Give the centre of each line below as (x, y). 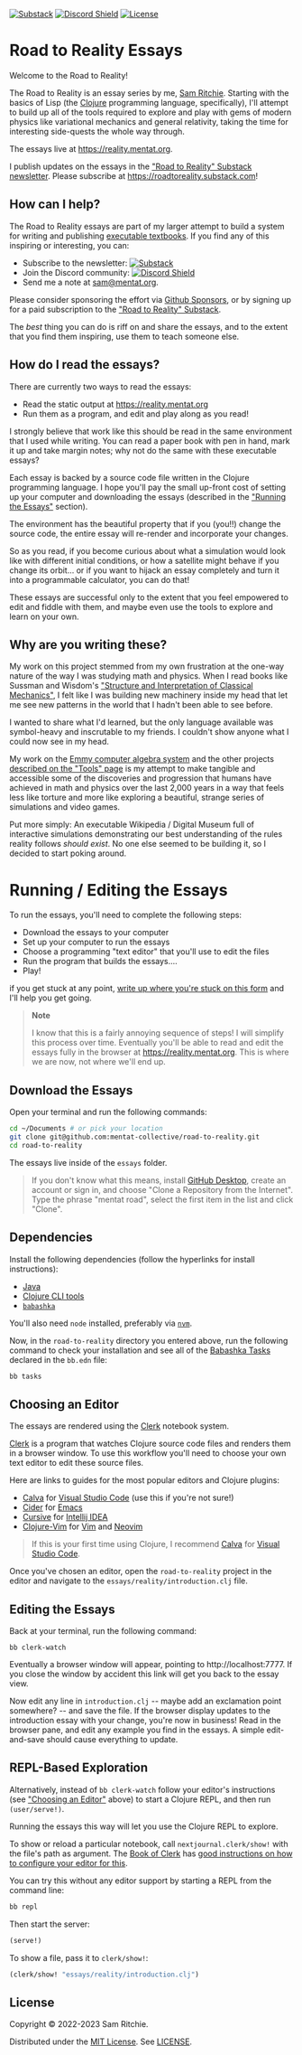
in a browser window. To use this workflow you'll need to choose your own (148, 1453)
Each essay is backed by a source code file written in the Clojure (129, 477)
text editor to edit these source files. (77, 1463)
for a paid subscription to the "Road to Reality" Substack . (115, 309)
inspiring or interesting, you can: (69, 245)
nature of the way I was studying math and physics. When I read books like (149, 676)
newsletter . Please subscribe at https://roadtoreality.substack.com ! (134, 175)
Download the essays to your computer (96, 933)
